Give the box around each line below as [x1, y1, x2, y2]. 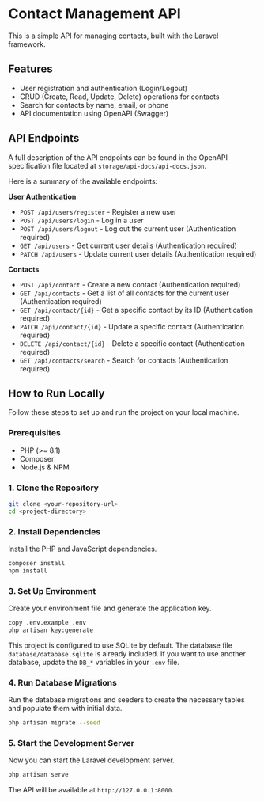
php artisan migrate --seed [8, 719, 101, 727]
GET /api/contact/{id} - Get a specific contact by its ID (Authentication [19, 305, 254, 314]
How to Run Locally [8, 386, 105, 400]
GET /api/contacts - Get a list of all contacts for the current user [19, 288, 229, 298]
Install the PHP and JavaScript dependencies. [8, 544, 157, 554]
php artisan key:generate [8, 626, 93, 634]
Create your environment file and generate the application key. [8, 603, 212, 614]
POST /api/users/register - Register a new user [19, 207, 177, 216]
